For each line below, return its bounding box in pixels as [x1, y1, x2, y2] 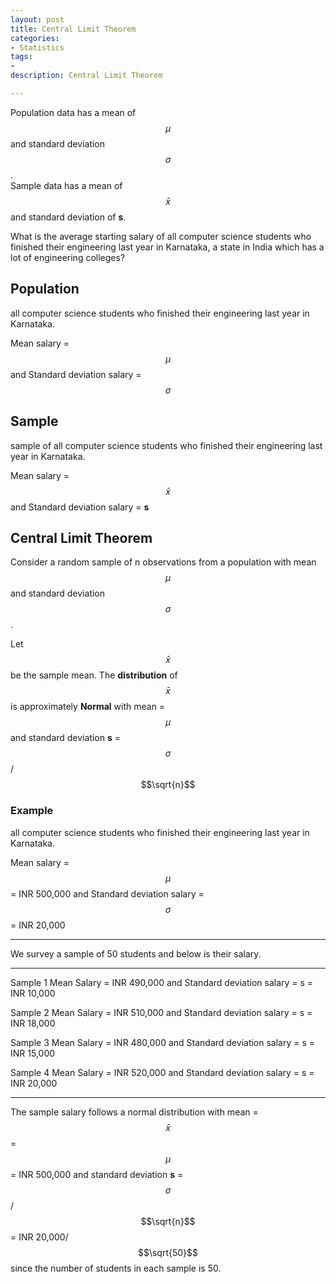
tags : [10, 52, 33, 62]
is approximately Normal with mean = [10, 701, 166, 713]
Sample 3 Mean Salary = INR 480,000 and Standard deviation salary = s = [10, 1036, 316, 1048]
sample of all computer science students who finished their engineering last [10, 439, 323, 451]
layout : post [10, 14, 65, 25]
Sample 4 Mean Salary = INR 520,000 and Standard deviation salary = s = [10, 1066, 315, 1078]
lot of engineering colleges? [10, 251, 126, 263]
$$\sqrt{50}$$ [137, 1246, 199, 1258]
